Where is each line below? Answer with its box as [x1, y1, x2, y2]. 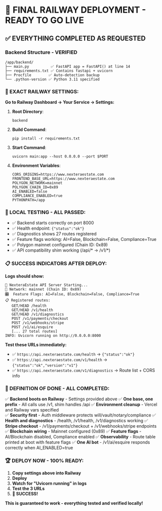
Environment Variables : [12, 163, 61, 169]
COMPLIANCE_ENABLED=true [12, 194, 63, 198]
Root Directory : [12, 109, 44, 115]
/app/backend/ [5, 59, 34, 65]
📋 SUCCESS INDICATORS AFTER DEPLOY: [5, 260, 107, 267]
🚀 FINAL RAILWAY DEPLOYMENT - [5, 4, 146, 16]
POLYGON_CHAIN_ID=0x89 [12, 185, 58, 190]
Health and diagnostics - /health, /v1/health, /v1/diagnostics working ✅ [5, 418, 148, 424]
